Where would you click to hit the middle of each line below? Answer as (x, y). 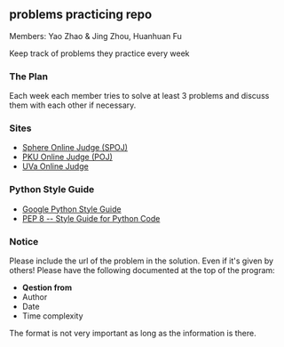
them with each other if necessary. (73, 105)
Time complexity (52, 316)
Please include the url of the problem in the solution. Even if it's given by (141, 261)
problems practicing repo (81, 15)
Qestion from (47, 287)
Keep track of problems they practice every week (99, 53)
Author (35, 297)
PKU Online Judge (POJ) (67, 157)
